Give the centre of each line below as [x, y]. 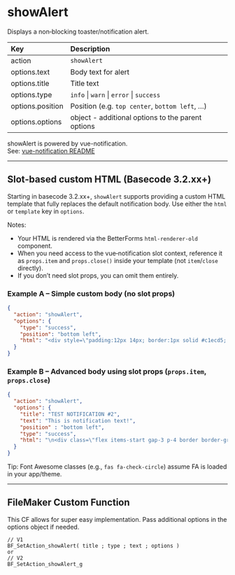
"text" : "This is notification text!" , [78, 420]
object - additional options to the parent [136, 118]
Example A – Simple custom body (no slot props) [91, 293]
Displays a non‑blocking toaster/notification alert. [78, 31]
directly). [30, 268]
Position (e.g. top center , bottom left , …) [139, 106]
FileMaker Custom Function [69, 503]
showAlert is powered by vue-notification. [67, 143]
